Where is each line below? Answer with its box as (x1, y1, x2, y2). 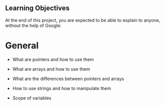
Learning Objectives (5, 4, 70, 12)
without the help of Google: (5, 22, 61, 28)
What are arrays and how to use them (12, 66, 90, 72)
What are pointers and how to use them (12, 56, 94, 62)
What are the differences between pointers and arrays (12, 76, 124, 82)
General (5, 40, 39, 51)
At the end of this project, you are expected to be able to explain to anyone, (5, 17, 160, 23)
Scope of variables (12, 95, 51, 101)
